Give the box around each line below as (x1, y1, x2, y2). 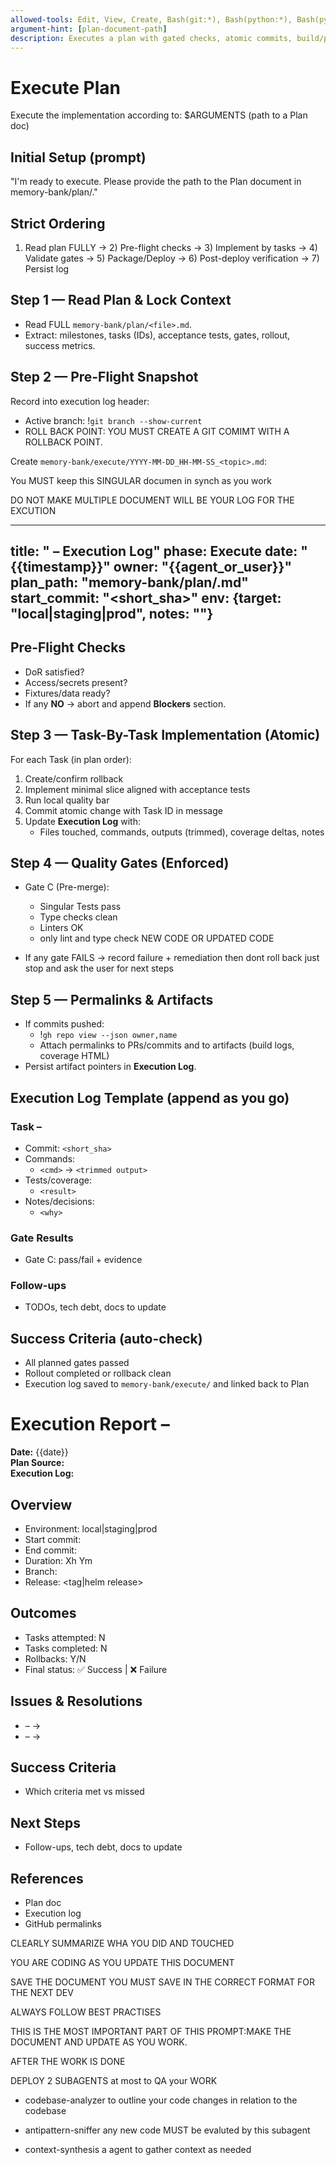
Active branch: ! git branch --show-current (24, 414, 203, 426)
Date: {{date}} (10, 1446, 69, 1458)
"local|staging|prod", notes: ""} (10, 605, 214, 622)
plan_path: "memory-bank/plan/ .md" (10, 574, 249, 591)
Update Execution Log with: (24, 815, 141, 827)
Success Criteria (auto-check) (10, 1330, 203, 1347)
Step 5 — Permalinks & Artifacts (10, 991, 214, 1008)
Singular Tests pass (39, 901, 122, 913)
